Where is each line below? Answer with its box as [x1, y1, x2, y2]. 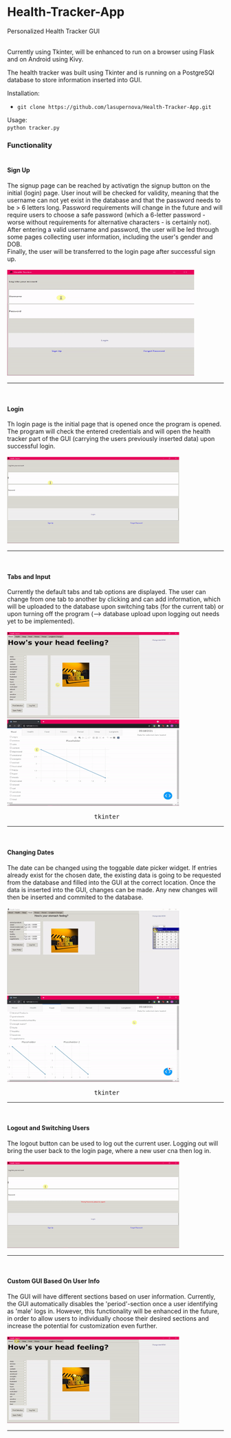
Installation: [7, 89, 40, 97]
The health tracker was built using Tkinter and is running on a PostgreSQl [7, 68, 214, 77]
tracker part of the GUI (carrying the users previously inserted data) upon [7, 435, 215, 443]
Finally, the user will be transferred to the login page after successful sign [7, 248, 215, 256]
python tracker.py [7, 124, 60, 131]
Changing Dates [7, 848, 54, 856]
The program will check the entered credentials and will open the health [7, 427, 211, 435]
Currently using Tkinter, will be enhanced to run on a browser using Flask [7, 48, 214, 56]
